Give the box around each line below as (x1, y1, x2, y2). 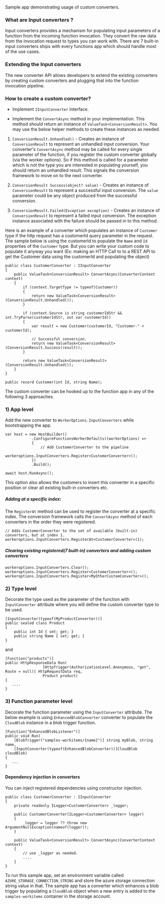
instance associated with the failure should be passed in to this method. (12, 218, 158, 224)
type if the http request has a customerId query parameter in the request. (5, 232, 154, 238)
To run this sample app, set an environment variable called (5, 872, 124, 878)
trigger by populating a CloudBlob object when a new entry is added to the (5, 888, 156, 894)
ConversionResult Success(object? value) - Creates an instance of (12, 182, 149, 188)
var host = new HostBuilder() (5, 432, 67, 437)
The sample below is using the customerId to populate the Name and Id (5, 238, 148, 244)
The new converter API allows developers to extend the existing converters (5, 72, 158, 78)
